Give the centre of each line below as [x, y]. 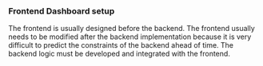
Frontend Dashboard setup [62, 11]
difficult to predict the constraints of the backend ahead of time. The [121, 45]
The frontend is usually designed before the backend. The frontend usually [132, 29]
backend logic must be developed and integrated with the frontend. [119, 54]
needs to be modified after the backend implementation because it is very [130, 37]
